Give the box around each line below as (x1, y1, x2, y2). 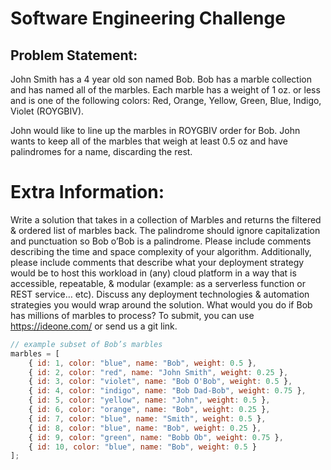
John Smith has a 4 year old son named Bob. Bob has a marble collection (10, 73, 312, 85)
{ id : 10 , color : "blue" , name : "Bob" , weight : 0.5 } (28, 442, 257, 452)
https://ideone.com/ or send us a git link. (10, 320, 178, 332)
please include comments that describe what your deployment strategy (10, 256, 305, 268)
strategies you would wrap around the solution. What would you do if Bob (10, 298, 313, 311)
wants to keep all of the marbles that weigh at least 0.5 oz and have (10, 135, 288, 147)
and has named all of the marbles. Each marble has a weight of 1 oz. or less (10, 84, 321, 96)
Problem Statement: (10, 47, 138, 64)
